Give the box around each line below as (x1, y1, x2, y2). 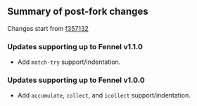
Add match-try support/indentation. (17, 58, 121, 66)
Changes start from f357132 (7, 24, 89, 32)
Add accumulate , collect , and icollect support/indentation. (17, 91, 191, 100)
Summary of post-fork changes (7, 6, 149, 18)
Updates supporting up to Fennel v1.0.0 (7, 75, 146, 85)
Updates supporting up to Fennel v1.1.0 (7, 41, 143, 51)
